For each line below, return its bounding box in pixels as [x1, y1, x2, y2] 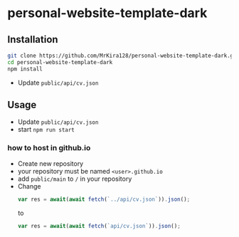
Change [17, 181, 41, 190]
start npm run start [17, 125, 75, 134]
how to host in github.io [7, 143, 91, 153]
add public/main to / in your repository [17, 174, 132, 183]
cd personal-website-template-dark [7, 58, 113, 65]
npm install [7, 65, 43, 73]
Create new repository [17, 159, 84, 168]
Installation [7, 33, 58, 46]
